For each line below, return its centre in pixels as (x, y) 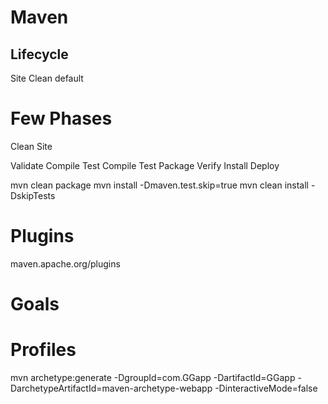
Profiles (43, 350)
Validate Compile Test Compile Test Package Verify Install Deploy (145, 165)
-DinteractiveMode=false (266, 388)
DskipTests (33, 195)
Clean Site (31, 146)
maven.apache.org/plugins (65, 263)
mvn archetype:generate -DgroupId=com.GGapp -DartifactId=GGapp (153, 377)
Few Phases (61, 118)
